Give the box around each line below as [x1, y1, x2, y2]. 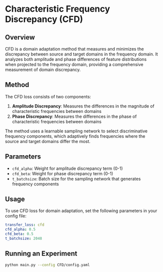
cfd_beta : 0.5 [5, 232, 34, 236]
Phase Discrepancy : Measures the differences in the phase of [12, 113, 137, 119]
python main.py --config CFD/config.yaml [5, 262, 90, 267]
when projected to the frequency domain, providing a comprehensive [5, 62, 144, 67]
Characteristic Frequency [5, 3, 110, 15]
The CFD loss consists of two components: [5, 93, 91, 99]
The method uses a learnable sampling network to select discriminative [5, 128, 148, 134]
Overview [5, 33, 35, 41]
